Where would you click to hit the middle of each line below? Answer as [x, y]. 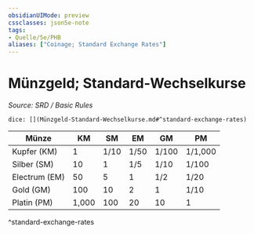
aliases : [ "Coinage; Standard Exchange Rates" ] [87, 45]
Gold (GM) [31, 190]
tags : [17, 30]
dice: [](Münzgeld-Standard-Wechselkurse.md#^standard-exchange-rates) [127, 120]
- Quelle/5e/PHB [34, 37]
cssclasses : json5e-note [49, 23]
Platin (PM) [33, 203]
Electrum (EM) [38, 177]
